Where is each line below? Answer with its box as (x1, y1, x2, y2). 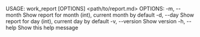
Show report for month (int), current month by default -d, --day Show (22, 11, 195, 18)
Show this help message (17, 24, 79, 31)
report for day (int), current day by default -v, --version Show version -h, (5, 18, 186, 24)
